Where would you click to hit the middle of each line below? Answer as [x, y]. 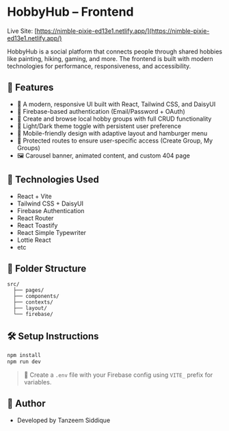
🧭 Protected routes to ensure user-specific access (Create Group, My [115, 140]
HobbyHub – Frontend [71, 12]
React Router [35, 218]
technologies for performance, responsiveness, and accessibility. [99, 66]
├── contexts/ [33, 302]
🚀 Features [30, 87]
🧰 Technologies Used [53, 180]
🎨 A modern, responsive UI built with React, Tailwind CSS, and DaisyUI [116, 104]
